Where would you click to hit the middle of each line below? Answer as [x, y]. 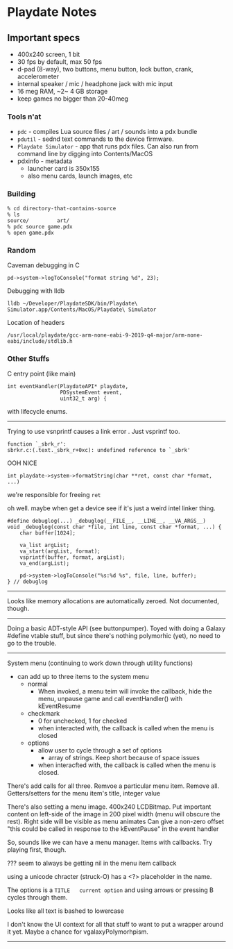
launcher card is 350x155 [64, 169]
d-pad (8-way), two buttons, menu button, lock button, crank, [105, 69]
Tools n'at [24, 117]
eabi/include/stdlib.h [40, 341]
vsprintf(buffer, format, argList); [73, 557]
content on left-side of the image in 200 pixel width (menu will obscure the [114, 814]
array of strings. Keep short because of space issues [124, 758]
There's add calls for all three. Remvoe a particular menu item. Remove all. [113, 786]
